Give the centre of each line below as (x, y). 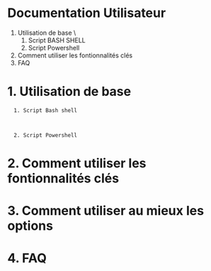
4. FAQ (27, 259)
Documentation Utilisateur (87, 13)
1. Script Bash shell (46, 110)
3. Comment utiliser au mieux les (105, 211)
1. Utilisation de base (69, 92)
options (30, 226)
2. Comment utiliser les (77, 164)
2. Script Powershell (46, 135)
